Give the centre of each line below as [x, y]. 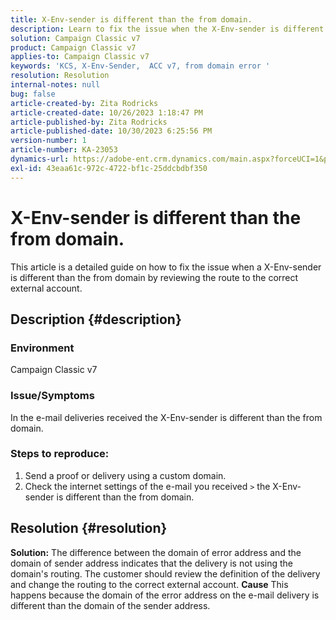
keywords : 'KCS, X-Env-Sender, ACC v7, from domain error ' [140, 66]
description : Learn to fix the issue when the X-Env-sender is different [167, 29]
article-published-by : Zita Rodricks [89, 122]
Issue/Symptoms [52, 396]
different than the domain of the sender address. [110, 605]
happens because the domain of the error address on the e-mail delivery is [165, 595]
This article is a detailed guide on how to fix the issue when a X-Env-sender [166, 267]
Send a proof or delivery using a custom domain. [125, 475]
